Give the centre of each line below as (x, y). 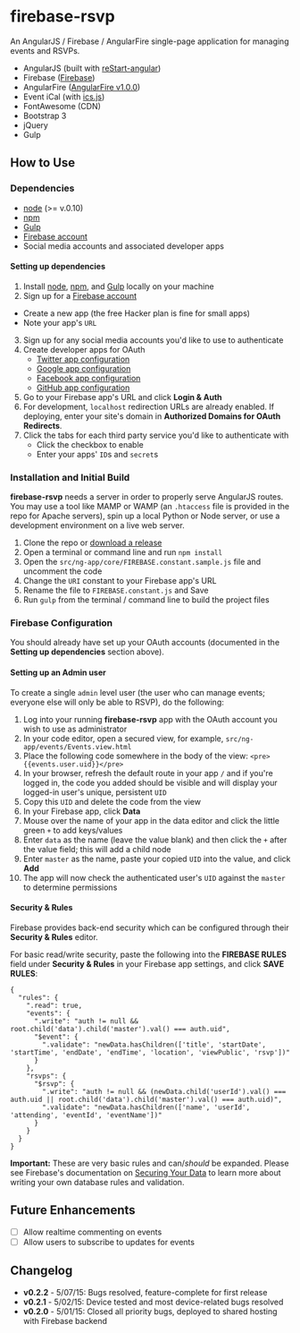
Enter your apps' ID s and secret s (97, 454)
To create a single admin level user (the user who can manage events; (138, 692)
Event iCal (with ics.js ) (64, 97)
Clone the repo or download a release (92, 543)
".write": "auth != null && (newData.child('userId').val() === (164, 1091)
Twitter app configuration (83, 359)
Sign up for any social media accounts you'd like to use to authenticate (153, 340)
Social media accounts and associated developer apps (123, 246)
